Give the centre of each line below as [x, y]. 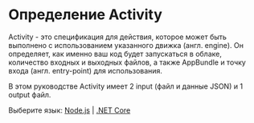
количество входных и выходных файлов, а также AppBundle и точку [127, 62]
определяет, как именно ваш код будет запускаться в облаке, [115, 54]
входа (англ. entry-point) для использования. [86, 70]
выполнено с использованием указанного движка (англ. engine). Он [126, 45]
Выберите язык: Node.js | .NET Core [70, 110]
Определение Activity [86, 15]
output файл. [30, 94]
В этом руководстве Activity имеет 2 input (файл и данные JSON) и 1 [126, 86]
